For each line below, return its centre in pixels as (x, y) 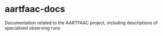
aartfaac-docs (35, 9)
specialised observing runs (32, 28)
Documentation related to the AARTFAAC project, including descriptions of (81, 23)
